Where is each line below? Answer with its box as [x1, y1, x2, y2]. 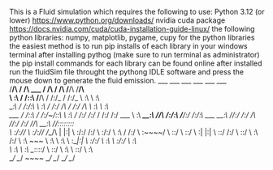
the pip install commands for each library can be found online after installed [9, 58, 262, 68]
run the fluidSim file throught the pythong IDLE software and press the [9, 67, 245, 76]
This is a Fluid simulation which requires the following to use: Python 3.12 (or [9, 7, 265, 16]
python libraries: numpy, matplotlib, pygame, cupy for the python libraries [9, 32, 255, 42]
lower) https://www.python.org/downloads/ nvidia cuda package [9, 15, 226, 25]
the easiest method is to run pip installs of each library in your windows [9, 41, 248, 51]
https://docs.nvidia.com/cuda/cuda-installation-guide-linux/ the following [9, 24, 255, 33]
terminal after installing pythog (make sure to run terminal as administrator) [9, 50, 260, 59]
